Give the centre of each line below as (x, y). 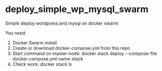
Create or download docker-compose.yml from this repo (71, 48)
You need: (16, 33)
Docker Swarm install (35, 43)
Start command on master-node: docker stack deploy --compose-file (85, 53)
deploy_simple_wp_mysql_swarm (77, 9)
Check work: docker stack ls (42, 64)
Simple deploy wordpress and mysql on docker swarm (62, 23)
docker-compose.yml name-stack (48, 58)
